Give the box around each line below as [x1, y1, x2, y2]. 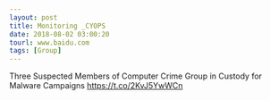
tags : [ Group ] [9, 46, 63, 55]
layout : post [9, 12, 58, 22]
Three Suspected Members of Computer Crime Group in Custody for [9, 71, 262, 81]
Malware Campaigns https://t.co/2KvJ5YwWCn [9, 80, 183, 91]
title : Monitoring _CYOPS [9, 21, 105, 30]
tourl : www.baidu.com [9, 37, 90, 47]
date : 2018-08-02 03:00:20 [9, 29, 110, 38]
